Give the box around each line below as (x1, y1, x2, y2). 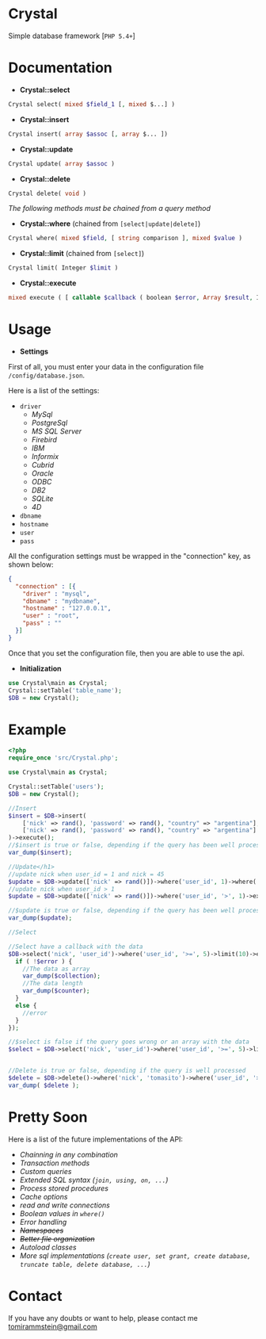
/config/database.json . (8, 370, 85, 380)
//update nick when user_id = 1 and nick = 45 (8, 870, 165, 878)
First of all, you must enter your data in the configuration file (8, 362, 204, 371)
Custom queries (19, 1166, 72, 1176)
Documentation (8, 59, 113, 77)
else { (15, 1001, 37, 1009)
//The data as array (22, 965, 90, 973)
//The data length (22, 980, 83, 988)
